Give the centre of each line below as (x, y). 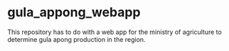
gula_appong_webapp (74, 12)
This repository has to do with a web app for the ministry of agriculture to (114, 32)
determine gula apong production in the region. (76, 39)
